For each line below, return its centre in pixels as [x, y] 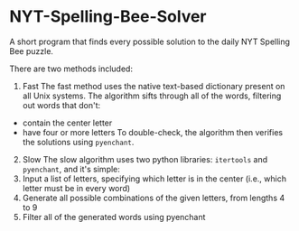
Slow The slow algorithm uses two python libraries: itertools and [145, 159]
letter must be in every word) [76, 188]
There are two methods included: [71, 69]
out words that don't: [61, 105]
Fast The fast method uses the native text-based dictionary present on [154, 86]
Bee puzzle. [32, 51]
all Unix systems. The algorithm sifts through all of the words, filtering [152, 96]
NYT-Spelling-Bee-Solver [108, 17]
